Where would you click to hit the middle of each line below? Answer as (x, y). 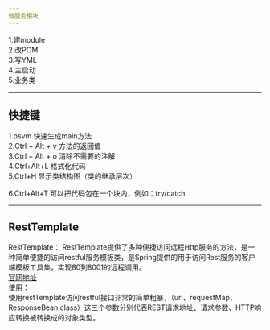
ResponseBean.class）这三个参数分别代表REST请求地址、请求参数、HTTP (131, 307)
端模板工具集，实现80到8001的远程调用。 (77, 267)
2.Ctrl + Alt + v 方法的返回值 (55, 146)
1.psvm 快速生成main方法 (50, 136)
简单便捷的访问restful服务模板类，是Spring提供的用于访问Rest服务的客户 (135, 258)
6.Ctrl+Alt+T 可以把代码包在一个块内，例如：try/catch (97, 193)
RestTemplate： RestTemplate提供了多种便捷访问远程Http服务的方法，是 (128, 247)
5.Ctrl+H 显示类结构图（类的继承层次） (73, 176)
